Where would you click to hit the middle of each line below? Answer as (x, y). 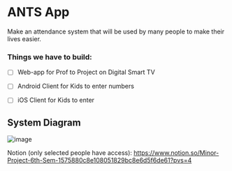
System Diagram (44, 122)
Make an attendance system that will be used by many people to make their (116, 31)
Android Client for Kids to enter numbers (76, 86)
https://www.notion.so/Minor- (176, 153)
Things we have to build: (50, 57)
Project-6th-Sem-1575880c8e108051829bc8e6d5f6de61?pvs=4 (100, 161)
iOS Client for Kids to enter (56, 100)
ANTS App (38, 12)
